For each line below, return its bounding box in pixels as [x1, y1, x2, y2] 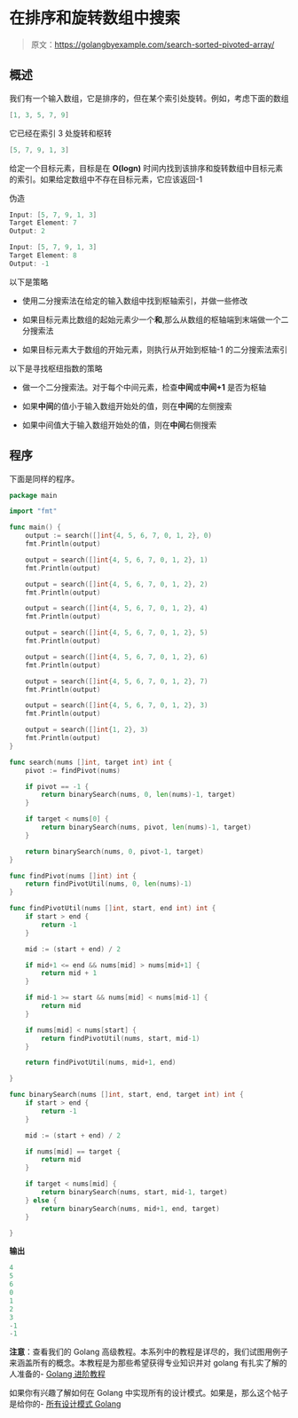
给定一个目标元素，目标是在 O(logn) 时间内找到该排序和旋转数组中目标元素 [9, 162, 284, 173]
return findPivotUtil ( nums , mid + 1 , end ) [25, 1058, 176, 1067]
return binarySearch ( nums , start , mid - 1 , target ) [41, 1188, 228, 1197]
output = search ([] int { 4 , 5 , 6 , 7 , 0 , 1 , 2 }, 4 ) [25, 604, 208, 613]
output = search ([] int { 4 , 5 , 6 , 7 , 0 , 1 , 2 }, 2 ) [25, 579, 208, 588]
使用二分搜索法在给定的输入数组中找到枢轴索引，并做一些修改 [21, 295, 248, 306]
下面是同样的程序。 [9, 473, 80, 484]
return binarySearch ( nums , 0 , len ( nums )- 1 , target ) [41, 791, 237, 800]
